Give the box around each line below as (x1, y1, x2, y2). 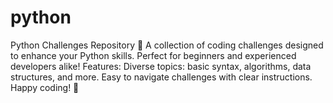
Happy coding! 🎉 (10, 81, 80, 93)
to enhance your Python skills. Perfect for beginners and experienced (10, 49, 297, 61)
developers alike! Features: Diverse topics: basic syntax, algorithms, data (10, 60, 312, 72)
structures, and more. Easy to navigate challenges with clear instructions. (10, 71, 313, 83)
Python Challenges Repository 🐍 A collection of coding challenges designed (10, 39, 324, 51)
